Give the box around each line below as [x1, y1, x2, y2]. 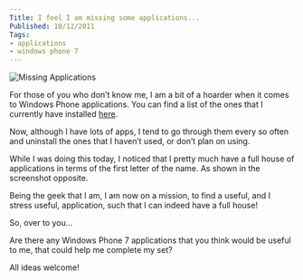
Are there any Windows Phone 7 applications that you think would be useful [9, 235, 291, 246]
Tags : [9, 30, 30, 39]
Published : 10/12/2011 [9, 22, 95, 31]
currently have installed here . [9, 109, 118, 120]
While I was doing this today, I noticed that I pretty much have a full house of [9, 153, 295, 164]
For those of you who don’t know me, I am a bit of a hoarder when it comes [9, 90, 289, 101]
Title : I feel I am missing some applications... [9, 13, 201, 23]
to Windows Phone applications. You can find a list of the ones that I [9, 99, 264, 110]
